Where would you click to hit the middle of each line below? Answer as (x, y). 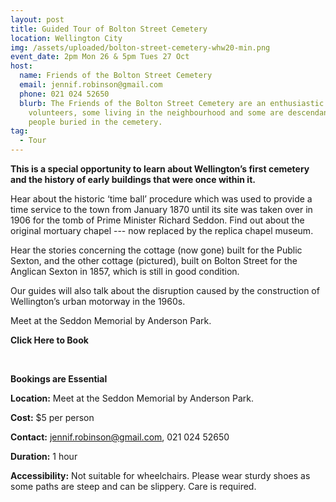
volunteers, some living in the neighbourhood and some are (156, 112)
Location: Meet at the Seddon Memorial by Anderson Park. (132, 398)
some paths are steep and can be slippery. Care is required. (133, 486)
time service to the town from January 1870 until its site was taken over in (161, 209)
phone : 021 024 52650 (64, 94)
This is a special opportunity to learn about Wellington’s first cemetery (160, 169)
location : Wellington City (66, 38)
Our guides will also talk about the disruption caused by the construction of (165, 290)
